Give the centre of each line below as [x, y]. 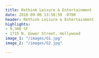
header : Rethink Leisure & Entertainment [50, 19]
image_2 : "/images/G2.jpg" [34, 43]
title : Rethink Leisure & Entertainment [49, 10]
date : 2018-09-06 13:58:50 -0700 [41, 15]
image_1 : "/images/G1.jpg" [34, 39]
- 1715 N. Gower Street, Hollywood [43, 34]
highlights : [18, 24]
